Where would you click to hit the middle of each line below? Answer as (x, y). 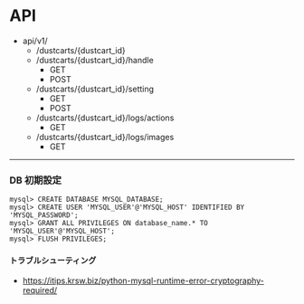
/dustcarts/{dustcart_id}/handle (95, 60)
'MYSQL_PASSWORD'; (44, 215)
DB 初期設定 (35, 180)
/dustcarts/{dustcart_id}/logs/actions (105, 118)
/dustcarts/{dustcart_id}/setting (95, 89)
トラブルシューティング (53, 260)
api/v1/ (35, 41)
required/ (40, 290)
